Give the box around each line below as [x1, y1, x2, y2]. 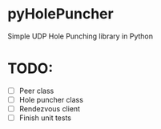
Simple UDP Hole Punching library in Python [7, 31, 154, 41]
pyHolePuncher [7, 5, 114, 23]
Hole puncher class [18, 95, 83, 104]
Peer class [18, 86, 54, 95]
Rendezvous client [18, 104, 81, 113]
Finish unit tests [18, 113, 71, 123]
